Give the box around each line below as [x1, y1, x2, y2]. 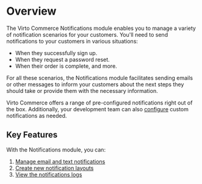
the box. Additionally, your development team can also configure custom [6, 105, 189, 112]
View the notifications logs [15, 171, 82, 178]
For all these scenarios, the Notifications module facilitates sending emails [6, 74, 193, 81]
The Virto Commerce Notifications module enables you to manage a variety [6, 24, 197, 32]
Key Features [6, 130, 58, 140]
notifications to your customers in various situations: [6, 37, 139, 45]
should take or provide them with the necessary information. [6, 87, 158, 94]
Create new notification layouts [15, 164, 94, 172]
